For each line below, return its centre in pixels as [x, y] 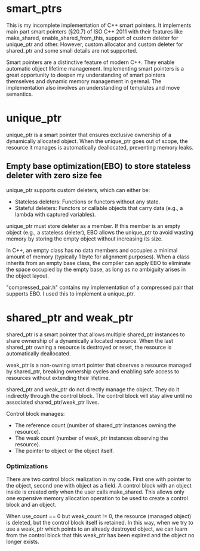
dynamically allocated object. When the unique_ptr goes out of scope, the [97, 141]
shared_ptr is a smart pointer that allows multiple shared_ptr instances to [96, 334]
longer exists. [23, 541]
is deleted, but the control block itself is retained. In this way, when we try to [100, 522]
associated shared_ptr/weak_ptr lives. [53, 402]
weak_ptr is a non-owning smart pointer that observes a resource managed [99, 365]
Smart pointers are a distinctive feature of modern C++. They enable [90, 62]
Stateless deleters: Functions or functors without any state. [87, 202]
